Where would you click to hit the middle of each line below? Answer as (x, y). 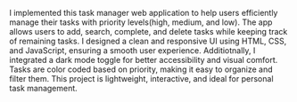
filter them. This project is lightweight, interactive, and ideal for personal (141, 78)
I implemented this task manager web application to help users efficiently (144, 13)
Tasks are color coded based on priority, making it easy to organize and (141, 69)
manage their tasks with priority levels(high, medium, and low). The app (141, 22)
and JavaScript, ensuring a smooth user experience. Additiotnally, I (132, 51)
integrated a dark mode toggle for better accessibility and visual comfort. (144, 60)
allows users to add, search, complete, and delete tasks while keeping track (148, 31)
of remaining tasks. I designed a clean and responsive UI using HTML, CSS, (148, 41)
